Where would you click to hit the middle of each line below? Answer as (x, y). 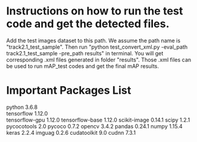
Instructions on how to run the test (95, 11)
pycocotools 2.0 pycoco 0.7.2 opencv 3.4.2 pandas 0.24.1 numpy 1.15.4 (95, 126)
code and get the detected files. (88, 24)
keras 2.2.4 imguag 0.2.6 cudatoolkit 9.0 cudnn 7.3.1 (71, 132)
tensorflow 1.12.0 (27, 113)
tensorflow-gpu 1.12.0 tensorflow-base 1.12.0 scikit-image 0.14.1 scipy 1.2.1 (98, 120)
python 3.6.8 (22, 107)
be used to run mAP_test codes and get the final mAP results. (82, 66)
